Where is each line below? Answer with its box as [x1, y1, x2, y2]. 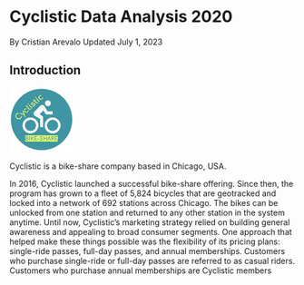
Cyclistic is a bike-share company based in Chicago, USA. [9, 161, 227, 172]
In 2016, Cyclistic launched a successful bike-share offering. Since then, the [9, 178, 294, 189]
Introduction [9, 63, 82, 78]
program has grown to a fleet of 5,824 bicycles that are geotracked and [9, 188, 277, 199]
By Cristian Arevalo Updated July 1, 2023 [9, 36, 163, 47]
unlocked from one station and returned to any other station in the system [9, 207, 286, 218]
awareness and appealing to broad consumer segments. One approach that [9, 226, 292, 237]
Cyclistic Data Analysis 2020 [9, 6, 233, 27]
